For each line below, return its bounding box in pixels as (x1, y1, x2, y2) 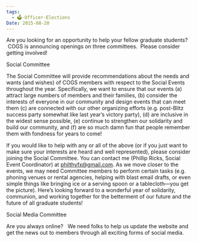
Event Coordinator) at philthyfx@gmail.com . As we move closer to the (6, 161, 179, 169)
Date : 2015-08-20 (6, 20, 50, 26)
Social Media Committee (6, 211, 67, 219)
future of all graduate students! (6, 199, 83, 206)
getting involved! (6, 49, 48, 57)
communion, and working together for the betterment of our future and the (6, 193, 191, 200)
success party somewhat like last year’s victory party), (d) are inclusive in (6, 111, 189, 118)
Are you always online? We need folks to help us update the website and (6, 223, 189, 230)
